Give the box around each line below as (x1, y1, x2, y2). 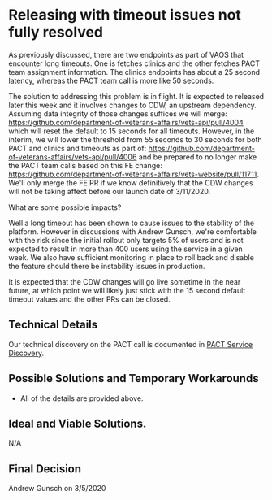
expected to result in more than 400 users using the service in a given (8, 244, 244, 254)
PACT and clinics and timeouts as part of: (8, 143, 147, 153)
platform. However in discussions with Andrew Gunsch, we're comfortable (8, 226, 257, 237)
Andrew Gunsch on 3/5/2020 (8, 484, 106, 493)
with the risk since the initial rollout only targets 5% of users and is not (8, 235, 244, 245)
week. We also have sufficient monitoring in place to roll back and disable (8, 252, 254, 262)
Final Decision (8, 462, 82, 476)
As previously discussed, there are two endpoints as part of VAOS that (8, 50, 244, 59)
